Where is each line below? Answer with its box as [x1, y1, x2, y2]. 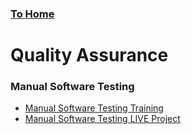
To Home [10, 7, 55, 21]
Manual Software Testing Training [24, 102, 164, 114]
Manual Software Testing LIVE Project [24, 113, 181, 125]
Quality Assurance [10, 44, 169, 67]
